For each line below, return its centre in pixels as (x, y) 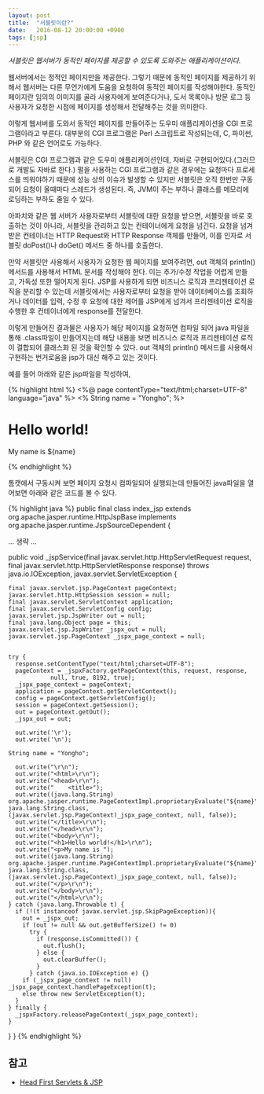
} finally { (27, 1008)
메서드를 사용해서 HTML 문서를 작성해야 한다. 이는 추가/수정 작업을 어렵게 (121, 272)
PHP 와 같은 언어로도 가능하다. (55, 143)
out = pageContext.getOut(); (63, 712)
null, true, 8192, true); (92, 678)
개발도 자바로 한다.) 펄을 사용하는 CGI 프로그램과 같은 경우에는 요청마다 (125, 170)
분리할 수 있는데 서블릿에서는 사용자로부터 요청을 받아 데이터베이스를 (128, 292)
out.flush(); (64, 946)
